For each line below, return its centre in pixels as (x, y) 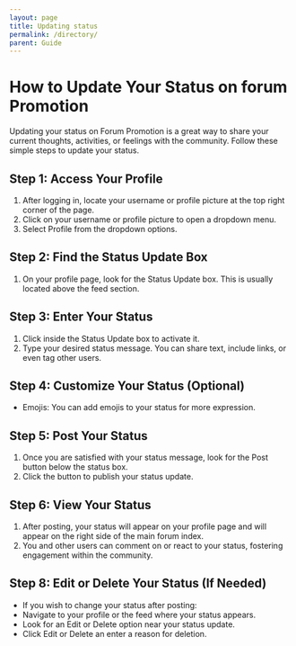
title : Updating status (54, 26)
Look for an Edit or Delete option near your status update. (129, 624)
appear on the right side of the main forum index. (113, 536)
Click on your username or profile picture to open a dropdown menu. (149, 220)
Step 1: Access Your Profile (86, 179)
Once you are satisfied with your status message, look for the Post (145, 458)
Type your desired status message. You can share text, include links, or (154, 348)
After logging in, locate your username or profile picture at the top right (153, 200)
